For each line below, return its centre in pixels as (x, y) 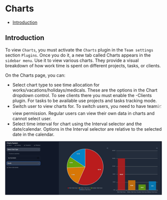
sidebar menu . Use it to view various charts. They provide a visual (72, 60)
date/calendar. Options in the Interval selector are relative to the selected (87, 129)
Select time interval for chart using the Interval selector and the (77, 124)
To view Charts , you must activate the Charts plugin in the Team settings (79, 50)
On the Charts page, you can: (35, 75)
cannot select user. (32, 118)
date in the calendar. (33, 134)
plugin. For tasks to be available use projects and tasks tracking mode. (84, 100)
